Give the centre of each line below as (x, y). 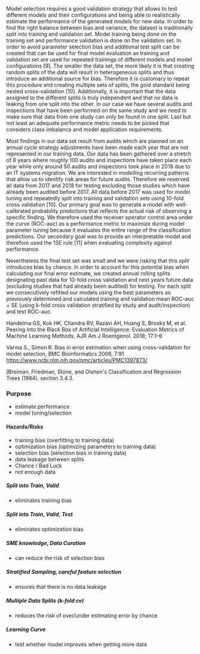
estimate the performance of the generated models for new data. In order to (99, 21)
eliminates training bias (43, 501)
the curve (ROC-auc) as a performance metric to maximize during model (96, 223)
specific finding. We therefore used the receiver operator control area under (100, 217)
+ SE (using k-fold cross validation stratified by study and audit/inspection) (98, 305)
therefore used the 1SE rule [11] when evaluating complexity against (89, 243)
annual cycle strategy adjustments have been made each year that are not (97, 147)
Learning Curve (26, 629)
